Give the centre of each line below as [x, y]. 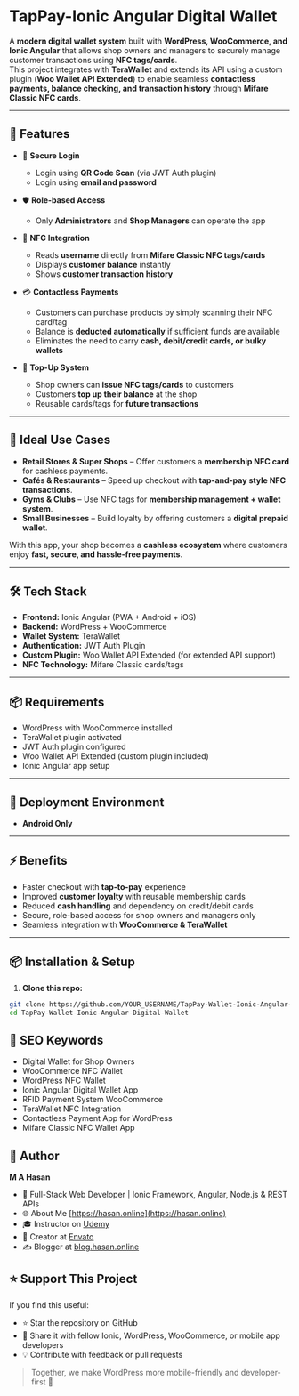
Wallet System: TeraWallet [71, 636]
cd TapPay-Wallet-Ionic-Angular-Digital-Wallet [99, 1013]
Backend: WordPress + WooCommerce [94, 627]
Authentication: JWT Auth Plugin [84, 646]
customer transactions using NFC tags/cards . [93, 60]
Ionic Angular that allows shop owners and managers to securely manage [145, 50]
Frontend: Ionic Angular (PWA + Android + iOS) [109, 617]
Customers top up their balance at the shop [116, 394]
